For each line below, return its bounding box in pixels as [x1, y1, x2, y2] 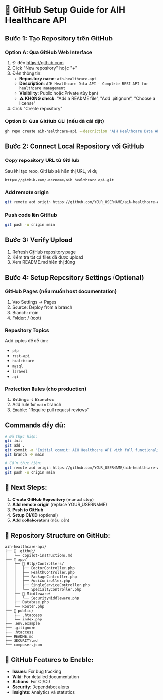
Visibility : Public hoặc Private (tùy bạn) [19, 90, 98, 96]
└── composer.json [5, 642, 42, 647]
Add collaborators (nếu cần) [12, 517, 70, 523]
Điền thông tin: [12, 70, 42, 76]
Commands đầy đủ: [5, 421, 65, 429]
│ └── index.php [5, 617, 42, 621]
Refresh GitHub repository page [12, 249, 76, 255]
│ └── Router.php [5, 604, 45, 609]
